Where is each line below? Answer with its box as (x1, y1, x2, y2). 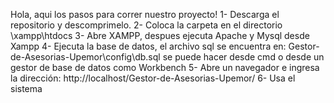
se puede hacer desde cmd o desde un (162, 51, 325, 63)
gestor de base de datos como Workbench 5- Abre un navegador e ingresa (10, 62, 320, 73)
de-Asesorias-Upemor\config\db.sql (10, 51, 161, 63)
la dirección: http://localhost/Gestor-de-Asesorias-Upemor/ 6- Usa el (10, 72, 296, 84)
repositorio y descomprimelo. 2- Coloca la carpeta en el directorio (10, 19, 283, 31)
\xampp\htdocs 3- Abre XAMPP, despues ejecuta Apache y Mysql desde (10, 30, 310, 41)
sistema (10, 83, 43, 94)
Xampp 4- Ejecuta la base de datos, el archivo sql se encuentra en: (10, 40, 287, 52)
